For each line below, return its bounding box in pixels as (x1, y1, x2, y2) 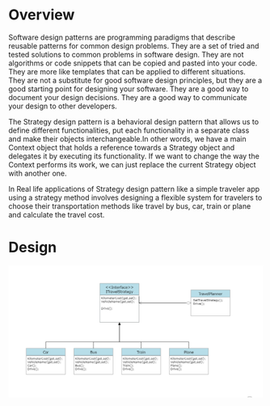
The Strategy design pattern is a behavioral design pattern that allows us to (8, 116, 259, 126)
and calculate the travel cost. (8, 209, 105, 219)
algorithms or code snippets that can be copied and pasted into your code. (8, 58, 258, 68)
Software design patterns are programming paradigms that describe (8, 32, 236, 42)
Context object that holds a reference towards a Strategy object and (8, 142, 235, 152)
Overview (8, 6, 75, 24)
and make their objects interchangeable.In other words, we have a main (8, 133, 247, 143)
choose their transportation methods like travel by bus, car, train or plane (8, 201, 251, 211)
